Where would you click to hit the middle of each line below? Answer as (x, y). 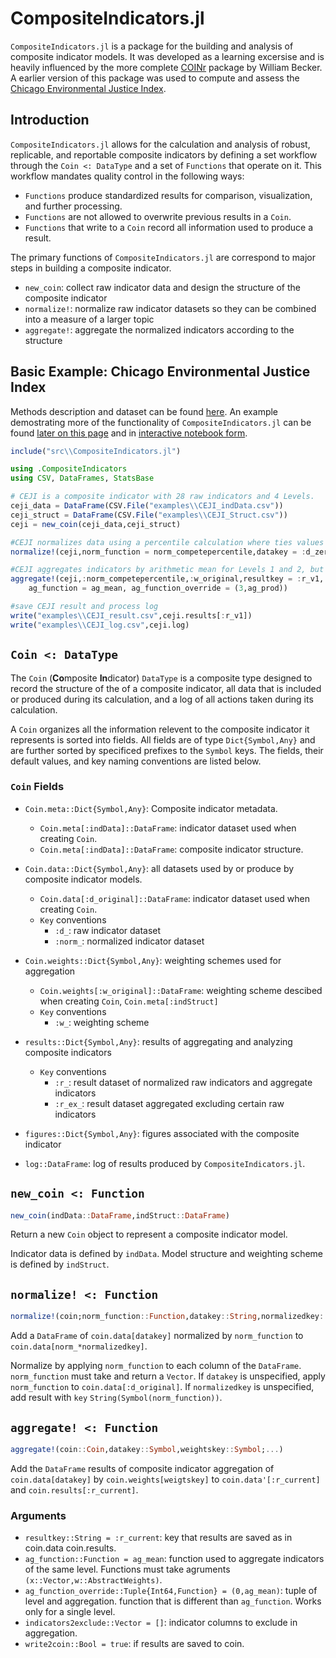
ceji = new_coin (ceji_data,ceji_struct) (96, 524)
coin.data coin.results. (70, 1548)
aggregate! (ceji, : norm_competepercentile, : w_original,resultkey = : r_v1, (167, 579)
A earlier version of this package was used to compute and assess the (155, 78)
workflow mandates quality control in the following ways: (127, 176)
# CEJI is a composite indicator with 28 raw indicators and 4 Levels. (162, 497)
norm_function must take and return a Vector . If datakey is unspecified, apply (168, 1376)
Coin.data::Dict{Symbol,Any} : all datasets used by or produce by (159, 868)
